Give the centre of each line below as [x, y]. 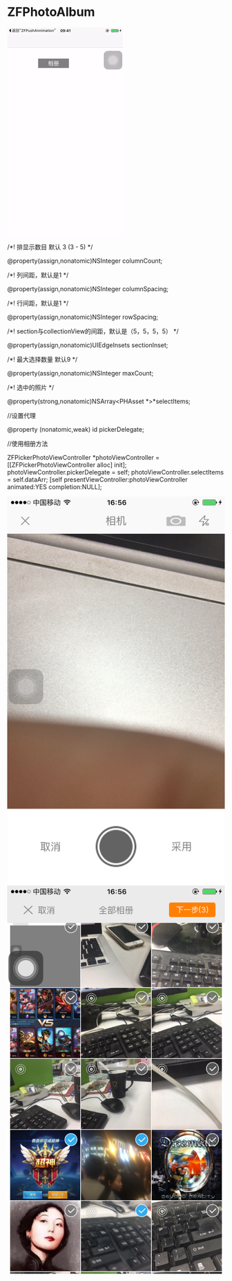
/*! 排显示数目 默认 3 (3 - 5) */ [50, 247]
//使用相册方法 [28, 443]
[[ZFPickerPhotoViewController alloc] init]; [67, 465]
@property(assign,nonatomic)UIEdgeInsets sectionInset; [88, 345]
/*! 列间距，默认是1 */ [38, 275]
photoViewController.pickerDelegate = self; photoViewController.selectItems [116, 472]
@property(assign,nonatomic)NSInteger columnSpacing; [88, 288]
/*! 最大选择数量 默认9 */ [42, 359]
